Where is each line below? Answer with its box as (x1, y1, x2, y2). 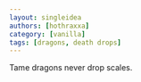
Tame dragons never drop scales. (9, 62, 133, 73)
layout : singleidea (9, 12, 82, 22)
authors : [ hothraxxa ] (9, 21, 90, 30)
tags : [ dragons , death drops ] (9, 37, 122, 47)
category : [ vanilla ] (9, 29, 87, 38)
